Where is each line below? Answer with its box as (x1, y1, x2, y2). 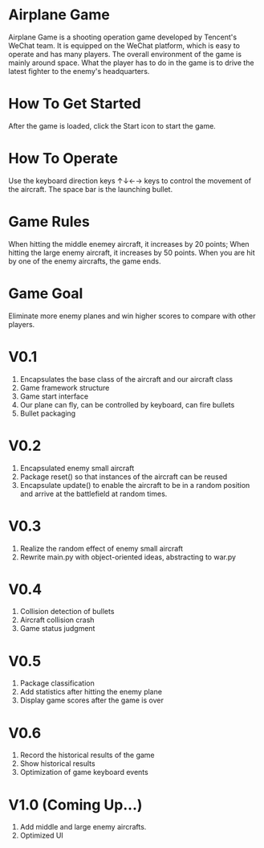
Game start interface (19, 391, 89, 401)
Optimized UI (19, 830, 64, 841)
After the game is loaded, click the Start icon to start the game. (8, 121, 217, 130)
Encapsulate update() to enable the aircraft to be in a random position (19, 480, 250, 490)
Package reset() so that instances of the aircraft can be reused (19, 472, 228, 481)
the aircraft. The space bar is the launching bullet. (8, 184, 173, 194)
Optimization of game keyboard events (19, 768, 148, 777)
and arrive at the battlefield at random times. (19, 489, 168, 498)
